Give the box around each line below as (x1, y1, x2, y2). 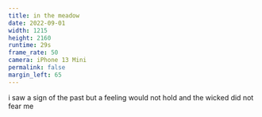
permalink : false (8, 64, 66, 72)
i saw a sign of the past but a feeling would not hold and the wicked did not (8, 92, 254, 102)
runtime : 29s (8, 41, 52, 49)
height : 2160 (8, 33, 52, 42)
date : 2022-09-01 (8, 19, 66, 27)
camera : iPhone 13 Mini (8, 57, 87, 64)
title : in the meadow (8, 11, 80, 20)
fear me (8, 101, 34, 111)
